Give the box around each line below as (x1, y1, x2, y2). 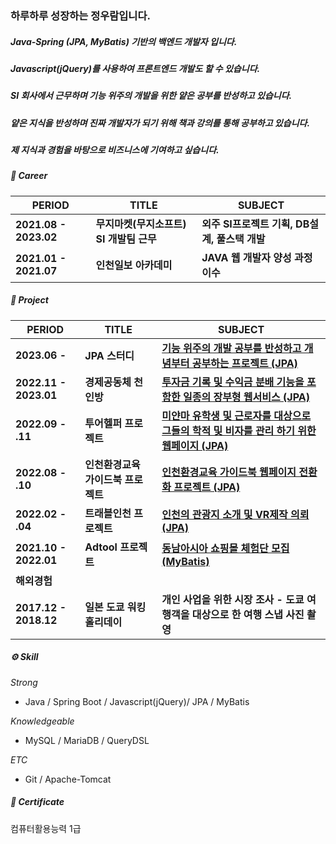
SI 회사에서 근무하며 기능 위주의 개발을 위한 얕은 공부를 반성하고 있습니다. (10, 90, 293, 102)
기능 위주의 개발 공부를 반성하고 (161, 341, 302, 355)
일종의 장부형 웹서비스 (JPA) (182, 390, 310, 404)
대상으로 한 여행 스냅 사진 (191, 607, 305, 621)
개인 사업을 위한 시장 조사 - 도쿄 (161, 592, 305, 606)
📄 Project (10, 294, 49, 306)
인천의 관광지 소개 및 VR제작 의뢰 (161, 507, 310, 521)
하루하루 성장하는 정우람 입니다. (10, 8, 151, 22)
